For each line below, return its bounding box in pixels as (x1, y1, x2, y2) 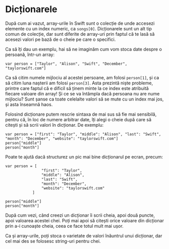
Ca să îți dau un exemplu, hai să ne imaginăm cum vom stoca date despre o (5, 46, 162, 52)
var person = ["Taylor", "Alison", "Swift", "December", (5, 61, 128, 66)
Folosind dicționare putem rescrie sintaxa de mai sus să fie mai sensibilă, (5, 111, 157, 117)
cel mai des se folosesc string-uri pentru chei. (5, 238, 101, 244)
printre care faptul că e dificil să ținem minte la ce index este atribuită (5, 85, 149, 91)
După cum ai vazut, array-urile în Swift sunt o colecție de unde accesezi (5, 20, 155, 26)
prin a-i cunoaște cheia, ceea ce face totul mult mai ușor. (5, 223, 124, 229)
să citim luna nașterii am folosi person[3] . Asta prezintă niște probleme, (5, 80, 153, 86)
